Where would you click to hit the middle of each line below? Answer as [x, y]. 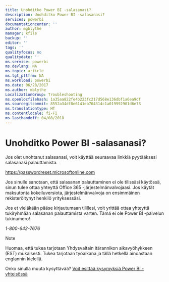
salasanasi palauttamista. [32, 162]
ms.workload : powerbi [28, 80]
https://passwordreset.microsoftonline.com [50, 172]
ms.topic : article [24, 71]
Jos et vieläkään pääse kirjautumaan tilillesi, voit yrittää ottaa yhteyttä [77, 208]
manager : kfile [21, 33]
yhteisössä [16, 274]
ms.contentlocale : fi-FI [31, 113]
